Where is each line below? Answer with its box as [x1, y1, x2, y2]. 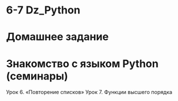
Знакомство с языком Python [6, 57, 159, 70]
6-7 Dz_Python [6, 4, 80, 17]
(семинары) [6, 69, 69, 82]
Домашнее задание [6, 30, 109, 44]
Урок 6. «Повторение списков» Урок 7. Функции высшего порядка [6, 89, 173, 96]
